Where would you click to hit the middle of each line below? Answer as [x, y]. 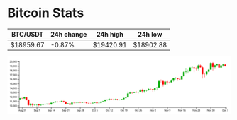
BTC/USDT [28, 35]
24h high [110, 35]
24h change [69, 35]
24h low [150, 35]
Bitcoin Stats [46, 13]
